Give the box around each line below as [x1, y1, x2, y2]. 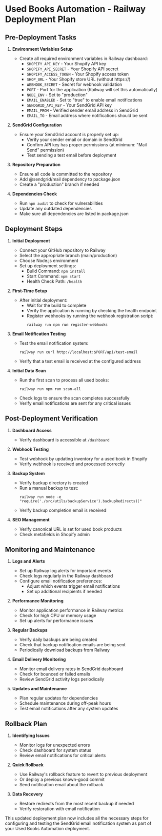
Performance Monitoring [12, 598, 64, 604]
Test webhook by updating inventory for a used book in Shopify [19, 456, 147, 461]
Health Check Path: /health [26, 278, 82, 284]
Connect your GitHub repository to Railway [19, 247, 106, 253]
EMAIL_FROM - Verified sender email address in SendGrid [26, 107, 138, 113]
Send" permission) [26, 147, 64, 153]
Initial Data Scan [12, 367, 46, 374]
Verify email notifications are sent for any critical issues [19, 400, 131, 406]
